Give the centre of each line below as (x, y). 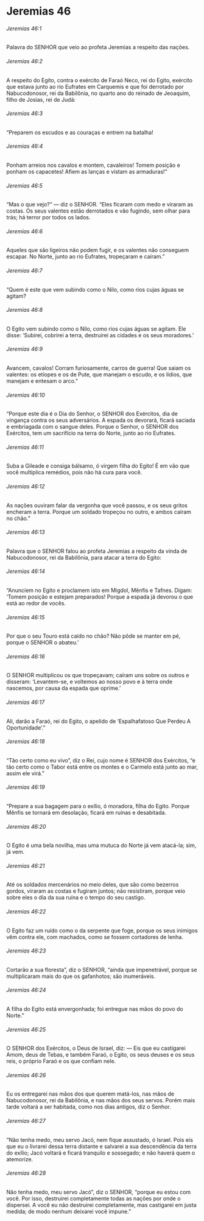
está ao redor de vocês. (36, 603)
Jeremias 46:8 (25, 310)
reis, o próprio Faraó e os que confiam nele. (61, 1061)
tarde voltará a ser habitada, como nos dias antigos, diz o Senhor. (89, 1107)
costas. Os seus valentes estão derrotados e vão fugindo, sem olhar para (98, 211)
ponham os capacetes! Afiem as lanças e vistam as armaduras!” (87, 171)
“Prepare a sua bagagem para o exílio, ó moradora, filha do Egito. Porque (98, 806)
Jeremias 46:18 (26, 742)
